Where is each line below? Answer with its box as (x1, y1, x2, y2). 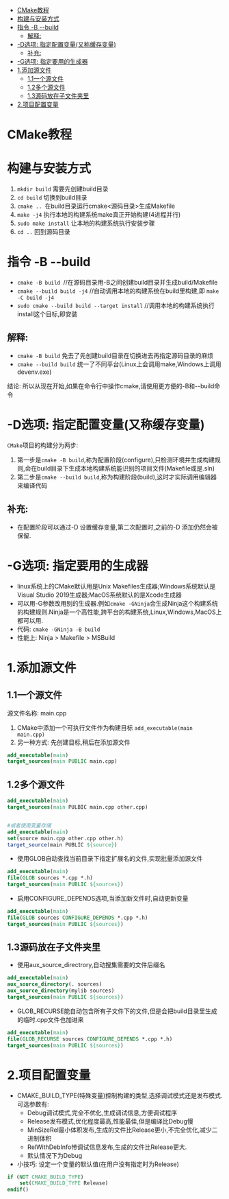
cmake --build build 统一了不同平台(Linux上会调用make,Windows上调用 (16, 359, 222, 368)
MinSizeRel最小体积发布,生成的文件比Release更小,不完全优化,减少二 (27, 1126, 218, 1134)
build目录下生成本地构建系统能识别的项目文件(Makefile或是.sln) (36, 464, 215, 472)
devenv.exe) (16, 368, 52, 376)
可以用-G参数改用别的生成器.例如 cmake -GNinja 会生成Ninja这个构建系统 (16, 599, 219, 607)
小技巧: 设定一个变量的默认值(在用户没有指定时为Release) (16, 1160, 180, 1168)
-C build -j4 (16, 294, 55, 302)
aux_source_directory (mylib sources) (7, 987, 115, 995)
